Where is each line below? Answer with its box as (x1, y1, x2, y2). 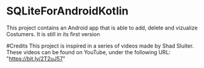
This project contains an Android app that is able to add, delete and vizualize (6, 24, 198, 31)
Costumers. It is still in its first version (6, 30, 100, 37)
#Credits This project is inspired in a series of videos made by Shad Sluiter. (6, 42, 194, 49)
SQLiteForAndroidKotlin (6, 4, 129, 18)
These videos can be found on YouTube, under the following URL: (6, 48, 171, 55)
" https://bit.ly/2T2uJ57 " (6, 55, 66, 62)
